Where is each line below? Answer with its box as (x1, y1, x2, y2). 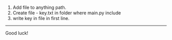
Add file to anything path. (12, 5, 67, 10)
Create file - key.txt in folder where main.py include (12, 10, 121, 16)
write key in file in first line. (12, 15, 70, 21)
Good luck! (5, 30, 29, 36)
